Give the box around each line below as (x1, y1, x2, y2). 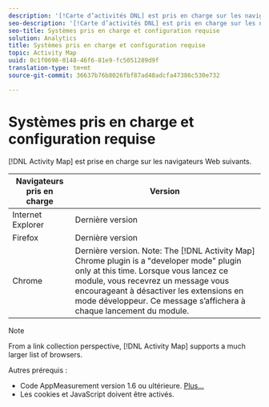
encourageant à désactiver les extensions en (74, 285, 244, 296)
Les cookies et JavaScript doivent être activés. (19, 389, 175, 399)
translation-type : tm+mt (8, 64, 91, 72)
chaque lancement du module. (74, 305, 190, 316)
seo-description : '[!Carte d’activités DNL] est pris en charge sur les (8, 19, 256, 27)
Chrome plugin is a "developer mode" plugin (74, 255, 242, 266)
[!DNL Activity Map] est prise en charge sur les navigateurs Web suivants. (8, 156, 252, 166)
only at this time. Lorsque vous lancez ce (74, 265, 229, 276)
